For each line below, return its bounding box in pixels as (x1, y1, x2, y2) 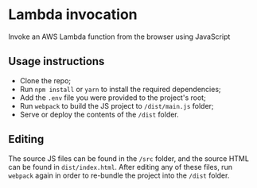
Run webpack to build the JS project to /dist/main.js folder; (19, 101, 214, 110)
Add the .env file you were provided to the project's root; (19, 93, 207, 102)
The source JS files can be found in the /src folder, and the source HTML (8, 153, 249, 163)
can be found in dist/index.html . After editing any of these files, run (8, 162, 233, 171)
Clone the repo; (19, 75, 72, 85)
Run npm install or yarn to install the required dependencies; (19, 84, 221, 94)
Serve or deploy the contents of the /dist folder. (19, 109, 179, 119)
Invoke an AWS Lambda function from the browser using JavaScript (8, 32, 231, 41)
